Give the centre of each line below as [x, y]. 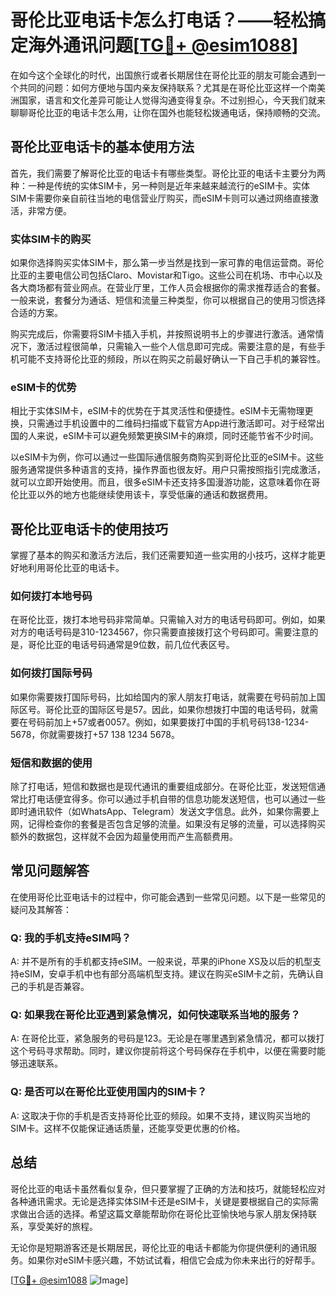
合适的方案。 [36, 313]
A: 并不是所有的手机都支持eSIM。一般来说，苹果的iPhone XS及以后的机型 [161, 962]
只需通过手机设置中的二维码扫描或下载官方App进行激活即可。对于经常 [172, 423]
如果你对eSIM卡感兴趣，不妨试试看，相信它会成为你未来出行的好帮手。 [174, 1260]
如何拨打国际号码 [51, 673]
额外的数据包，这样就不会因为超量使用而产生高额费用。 [124, 837]
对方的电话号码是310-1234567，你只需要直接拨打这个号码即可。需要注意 [160, 632]
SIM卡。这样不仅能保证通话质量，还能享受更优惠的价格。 [128, 1128]
